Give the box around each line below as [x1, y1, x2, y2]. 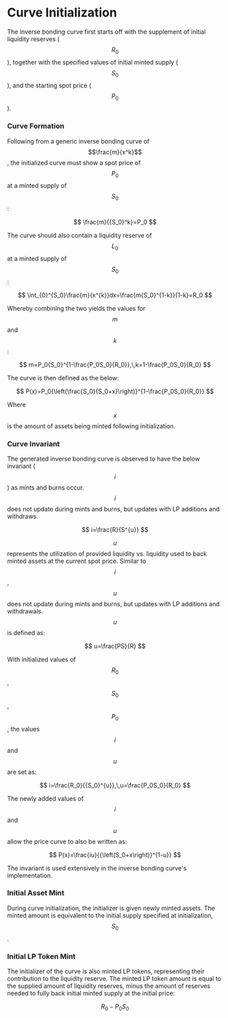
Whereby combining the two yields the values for [7, 304, 146, 312]
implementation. [7, 871, 53, 879]
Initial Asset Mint [7, 888, 65, 898]
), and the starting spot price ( [7, 81, 92, 89]
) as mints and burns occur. [7, 483, 84, 492]
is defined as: [7, 629, 46, 637]
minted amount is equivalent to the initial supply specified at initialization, [7, 911, 214, 919]
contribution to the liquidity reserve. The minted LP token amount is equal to [7, 974, 221, 982]
